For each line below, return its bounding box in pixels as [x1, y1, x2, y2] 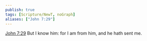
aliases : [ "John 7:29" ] [5, 16, 55, 21]
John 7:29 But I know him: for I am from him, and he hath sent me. [5, 30, 142, 36]
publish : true [5, 7, 35, 12]
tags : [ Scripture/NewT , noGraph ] [5, 12, 76, 17]
